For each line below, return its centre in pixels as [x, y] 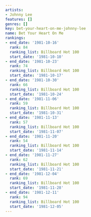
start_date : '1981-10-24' [37, 94]
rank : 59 [19, 104]
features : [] [19, 19]
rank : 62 [19, 160]
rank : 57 [19, 122]
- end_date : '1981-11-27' [32, 155]
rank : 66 [19, 85]
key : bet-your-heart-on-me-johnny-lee [45, 29]
